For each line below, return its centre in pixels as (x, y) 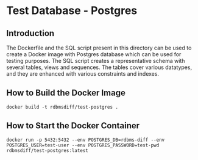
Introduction (30, 33)
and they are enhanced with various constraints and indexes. (83, 74)
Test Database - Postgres (72, 11)
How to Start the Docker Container (73, 126)
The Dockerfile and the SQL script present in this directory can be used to (99, 48)
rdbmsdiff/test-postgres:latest (47, 150)
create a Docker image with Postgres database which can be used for (94, 54)
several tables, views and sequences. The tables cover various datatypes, (99, 67)
